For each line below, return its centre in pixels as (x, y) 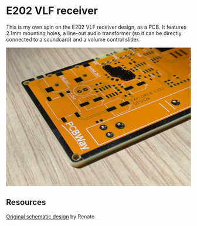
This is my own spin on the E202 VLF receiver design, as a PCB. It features (96, 27)
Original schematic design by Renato (50, 216)
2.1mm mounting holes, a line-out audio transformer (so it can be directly (94, 33)
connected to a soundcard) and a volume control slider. (73, 39)
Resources (26, 202)
